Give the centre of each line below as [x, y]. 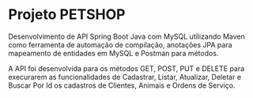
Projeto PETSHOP [67, 15]
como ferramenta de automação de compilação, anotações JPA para [120, 44]
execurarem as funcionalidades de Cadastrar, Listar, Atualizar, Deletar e [125, 77]
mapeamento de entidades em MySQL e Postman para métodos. [113, 53]
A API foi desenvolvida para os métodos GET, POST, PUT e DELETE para [126, 68]
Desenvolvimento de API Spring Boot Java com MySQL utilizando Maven [126, 36]
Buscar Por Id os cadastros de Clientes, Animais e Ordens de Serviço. [122, 85]
